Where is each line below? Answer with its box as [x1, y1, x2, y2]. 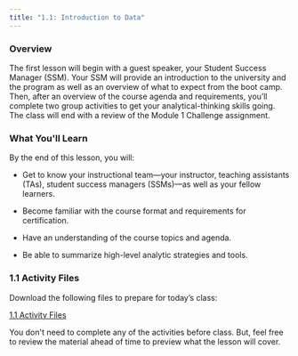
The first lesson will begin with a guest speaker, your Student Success [9, 62, 267, 73]
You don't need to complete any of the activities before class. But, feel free [9, 327, 284, 337]
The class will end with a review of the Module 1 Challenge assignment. [9, 109, 270, 120]
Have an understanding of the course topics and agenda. [21, 232, 232, 243]
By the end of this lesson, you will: [9, 152, 135, 163]
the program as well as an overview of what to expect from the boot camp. [9, 81, 283, 92]
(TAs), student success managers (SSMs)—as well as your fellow [21, 179, 262, 190]
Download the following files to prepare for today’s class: [9, 292, 218, 303]
